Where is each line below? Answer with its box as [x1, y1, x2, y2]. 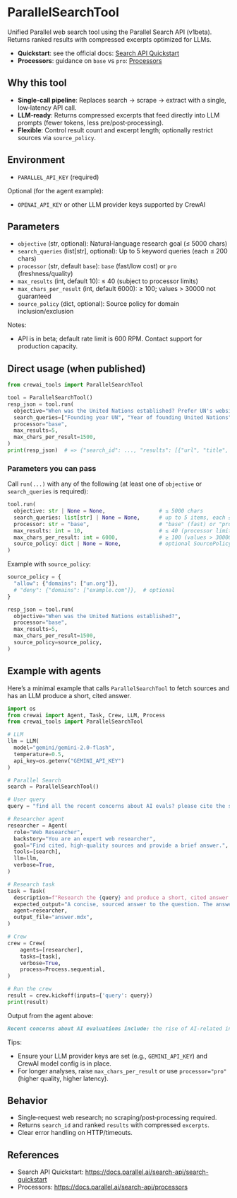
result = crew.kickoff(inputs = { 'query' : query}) [7, 992, 153, 999]
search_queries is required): [7, 487, 89, 496]
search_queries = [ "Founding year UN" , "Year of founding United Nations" [13, 413, 232, 421]
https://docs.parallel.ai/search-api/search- [85, 1168, 209, 1176]
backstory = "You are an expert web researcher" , [13, 835, 157, 843]
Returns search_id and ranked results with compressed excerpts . [17, 1121, 210, 1129]
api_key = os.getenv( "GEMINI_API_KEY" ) [13, 757, 125, 765]
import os [7, 705, 37, 712]
